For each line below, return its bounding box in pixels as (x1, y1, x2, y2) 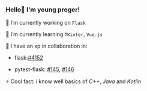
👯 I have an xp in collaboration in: (5, 42, 88, 50)
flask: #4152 (14, 54, 43, 61)
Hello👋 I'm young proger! (5, 5, 80, 14)
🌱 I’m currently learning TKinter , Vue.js (5, 31, 103, 38)
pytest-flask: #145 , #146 (14, 66, 74, 73)
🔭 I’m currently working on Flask (5, 19, 86, 27)
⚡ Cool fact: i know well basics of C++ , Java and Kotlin (5, 78, 142, 85)
